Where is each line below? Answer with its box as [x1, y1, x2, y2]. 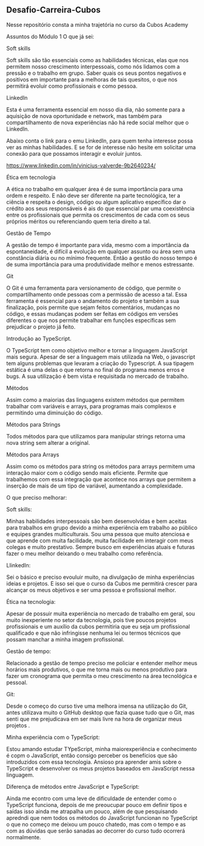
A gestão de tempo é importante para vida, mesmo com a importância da [6, 241, 189, 248]
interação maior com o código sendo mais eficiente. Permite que [6, 469, 168, 477]
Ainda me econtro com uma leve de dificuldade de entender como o [6, 794, 177, 802]
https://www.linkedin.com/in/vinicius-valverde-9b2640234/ [6, 161, 156, 169]
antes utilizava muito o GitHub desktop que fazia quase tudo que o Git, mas [6, 708, 195, 716]
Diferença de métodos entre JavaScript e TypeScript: [6, 783, 140, 790]
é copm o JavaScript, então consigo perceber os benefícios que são [6, 752, 178, 759]
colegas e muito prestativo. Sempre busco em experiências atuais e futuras [6, 543, 195, 550]
